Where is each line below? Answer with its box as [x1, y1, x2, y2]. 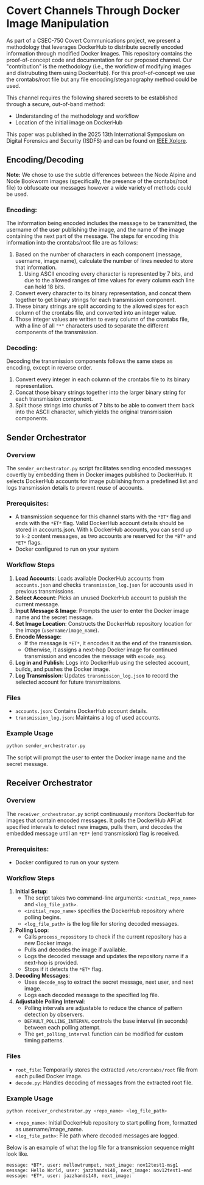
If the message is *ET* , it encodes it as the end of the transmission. [24, 639, 193, 646]
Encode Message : [15, 632, 62, 640]
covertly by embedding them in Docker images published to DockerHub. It [6, 471, 193, 479]
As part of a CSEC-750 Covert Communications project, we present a [6, 37, 181, 44]
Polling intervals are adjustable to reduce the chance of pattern [24, 1004, 183, 1012]
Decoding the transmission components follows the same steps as [6, 357, 173, 365]
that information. [15, 263, 57, 271]
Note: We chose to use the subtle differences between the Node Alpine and [6, 171, 197, 178]
